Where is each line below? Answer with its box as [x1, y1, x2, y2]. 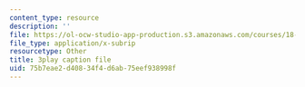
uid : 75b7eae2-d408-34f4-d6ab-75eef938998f [9, 64, 177, 73]
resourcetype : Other [9, 47, 88, 56]
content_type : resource [9, 13, 100, 23]
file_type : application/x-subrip [9, 38, 136, 48]
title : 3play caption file [9, 55, 112, 64]
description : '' [9, 22, 71, 31]
